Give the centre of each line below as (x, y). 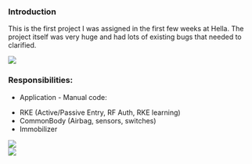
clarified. (22, 45)
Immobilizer (38, 129)
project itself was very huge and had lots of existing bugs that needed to (125, 37)
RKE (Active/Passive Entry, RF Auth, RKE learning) (100, 112)
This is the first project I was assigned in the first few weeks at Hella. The (126, 29)
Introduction (32, 12)
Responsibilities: (40, 80)
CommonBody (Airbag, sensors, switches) (88, 120)
